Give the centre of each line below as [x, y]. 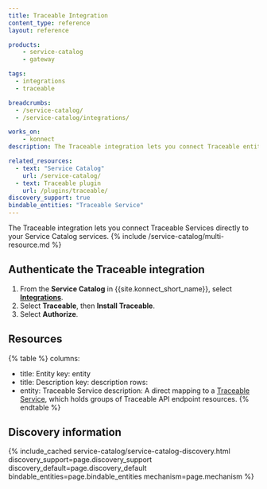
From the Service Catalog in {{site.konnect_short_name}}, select [126, 289]
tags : [17, 74]
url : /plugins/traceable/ [66, 191]
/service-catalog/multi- [186, 236]
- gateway [39, 60]
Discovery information [65, 432]
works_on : [25, 132]
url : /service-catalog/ [62, 175]
